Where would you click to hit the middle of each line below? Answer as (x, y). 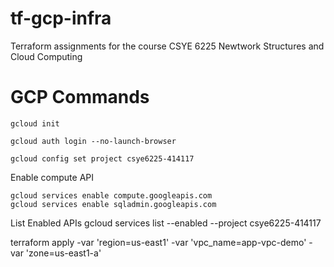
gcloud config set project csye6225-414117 (102, 158)
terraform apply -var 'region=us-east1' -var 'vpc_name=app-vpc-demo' (158, 242)
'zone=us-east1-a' (63, 253)
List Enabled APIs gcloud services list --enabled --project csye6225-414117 (166, 223)
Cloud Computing (46, 56)
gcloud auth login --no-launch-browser (93, 141)
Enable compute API (52, 177)
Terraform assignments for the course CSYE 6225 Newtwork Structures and (167, 46)
